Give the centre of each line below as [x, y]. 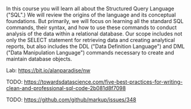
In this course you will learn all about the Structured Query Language [90, 9]
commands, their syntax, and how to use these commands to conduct [91, 27]
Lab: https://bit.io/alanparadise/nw [48, 70]
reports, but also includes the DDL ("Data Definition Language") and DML [95, 46]
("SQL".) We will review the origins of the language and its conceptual [91, 15]
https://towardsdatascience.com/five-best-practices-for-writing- [103, 82]
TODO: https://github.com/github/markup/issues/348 [71, 100]
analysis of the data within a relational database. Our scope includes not [94, 34]
